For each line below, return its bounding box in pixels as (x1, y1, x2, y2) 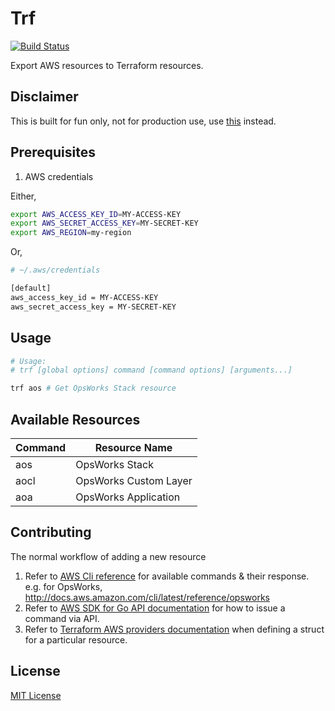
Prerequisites (10, 144, 96, 161)
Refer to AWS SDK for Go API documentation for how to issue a (24, 602, 286, 614)
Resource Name (94, 440, 173, 454)
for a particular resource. (24, 633, 128, 646)
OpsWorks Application (75, 490, 181, 504)
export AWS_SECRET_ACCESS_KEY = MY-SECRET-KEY (10, 218, 199, 229)
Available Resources (10, 411, 141, 428)
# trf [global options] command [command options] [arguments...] (10, 365, 293, 376)
